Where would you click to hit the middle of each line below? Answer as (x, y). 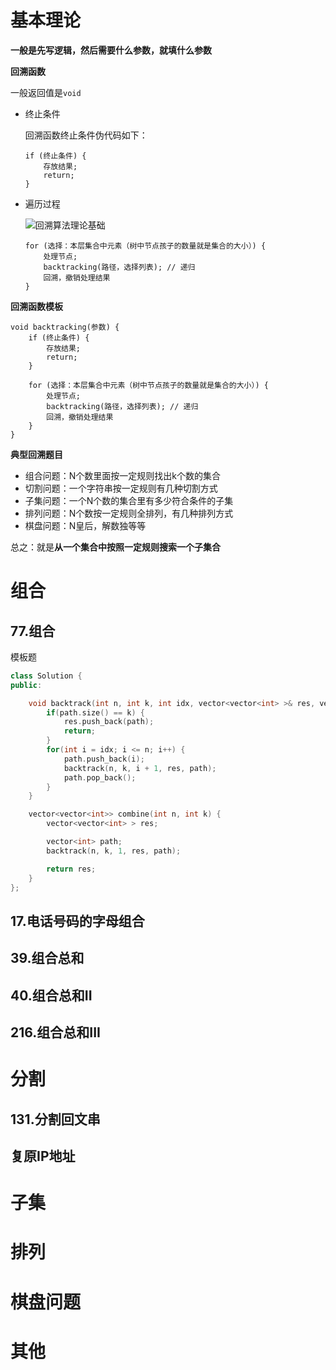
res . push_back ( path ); (109, 722)
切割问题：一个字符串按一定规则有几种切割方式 (121, 488)
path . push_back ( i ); (104, 759)
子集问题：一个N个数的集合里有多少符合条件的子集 (129, 500)
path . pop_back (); (100, 777)
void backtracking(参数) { (65, 327)
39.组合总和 (47, 958)
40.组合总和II (51, 995)
